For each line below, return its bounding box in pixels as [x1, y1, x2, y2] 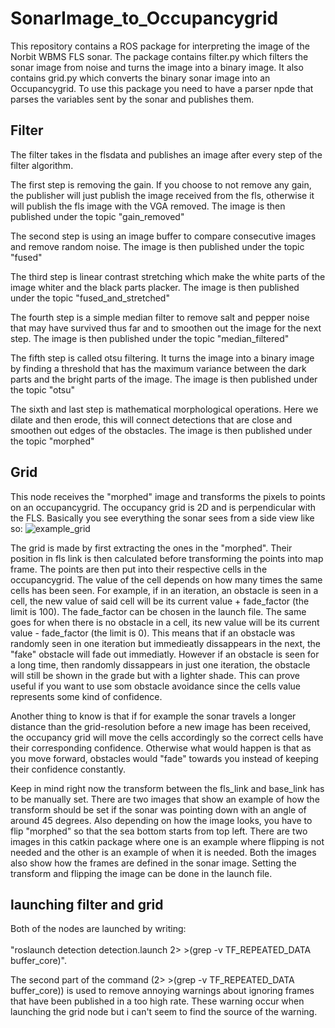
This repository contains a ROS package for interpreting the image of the [10, 40, 310, 52]
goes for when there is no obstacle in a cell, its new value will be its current [10, 616, 320, 628]
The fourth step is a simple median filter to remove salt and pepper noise [10, 311, 310, 323]
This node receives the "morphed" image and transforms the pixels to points [10, 490, 326, 502]
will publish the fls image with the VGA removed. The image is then [10, 200, 286, 212]
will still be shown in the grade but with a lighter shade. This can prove [10, 669, 300, 681]
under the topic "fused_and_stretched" [10, 292, 170, 304]
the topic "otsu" [10, 383, 76, 396]
